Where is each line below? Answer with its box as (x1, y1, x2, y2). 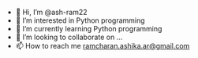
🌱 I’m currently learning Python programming (15, 24, 163, 33)
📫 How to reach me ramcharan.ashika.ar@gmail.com (15, 42, 190, 50)
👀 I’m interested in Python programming (15, 16, 145, 25)
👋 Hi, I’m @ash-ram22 (15, 8, 88, 16)
